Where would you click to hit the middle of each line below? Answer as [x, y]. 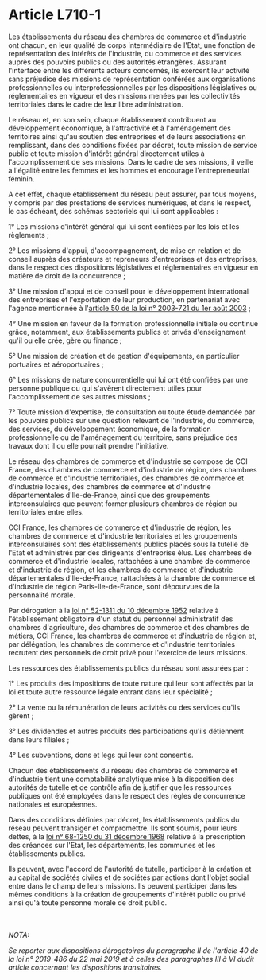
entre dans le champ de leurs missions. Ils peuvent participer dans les [122, 885]
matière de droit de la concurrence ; [67, 275]
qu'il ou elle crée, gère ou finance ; [65, 340]
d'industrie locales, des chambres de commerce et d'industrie [110, 486]
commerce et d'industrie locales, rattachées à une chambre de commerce [129, 561]
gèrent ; [21, 716]
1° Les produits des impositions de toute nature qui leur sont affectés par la [131, 683]
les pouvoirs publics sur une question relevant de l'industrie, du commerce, [131, 420]
